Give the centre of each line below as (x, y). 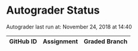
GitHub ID (23, 41)
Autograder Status (53, 10)
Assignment (60, 41)
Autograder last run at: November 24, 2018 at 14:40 (69, 27)
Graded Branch (106, 41)
